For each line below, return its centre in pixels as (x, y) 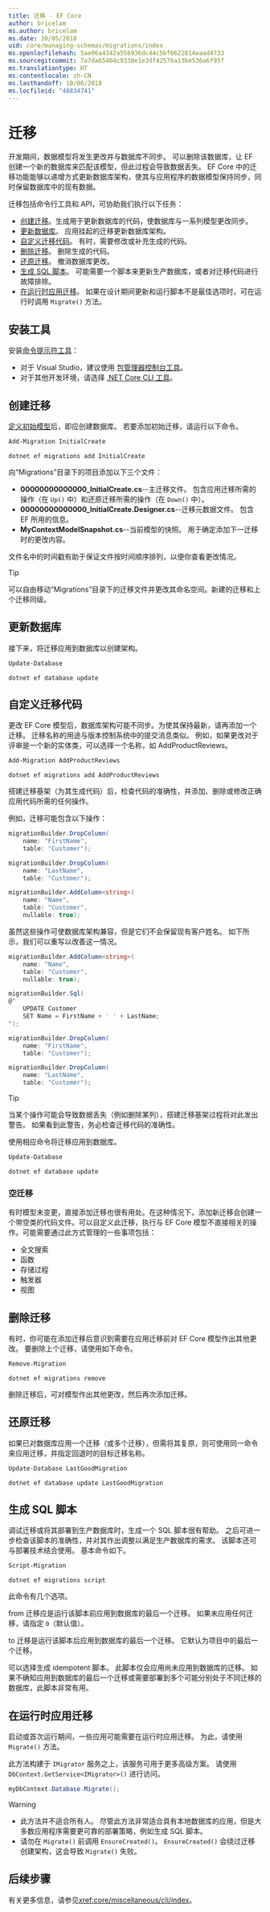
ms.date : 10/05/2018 (43, 38)
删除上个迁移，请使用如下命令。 (84, 1348)
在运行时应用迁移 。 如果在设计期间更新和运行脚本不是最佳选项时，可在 (137, 291)
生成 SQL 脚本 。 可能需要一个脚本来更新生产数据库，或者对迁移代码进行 (139, 271)
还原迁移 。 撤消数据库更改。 (67, 262)
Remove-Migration (37, 1364)
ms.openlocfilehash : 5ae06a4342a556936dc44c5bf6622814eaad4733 (117, 53)
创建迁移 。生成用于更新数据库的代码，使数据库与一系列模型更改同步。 (136, 221)
